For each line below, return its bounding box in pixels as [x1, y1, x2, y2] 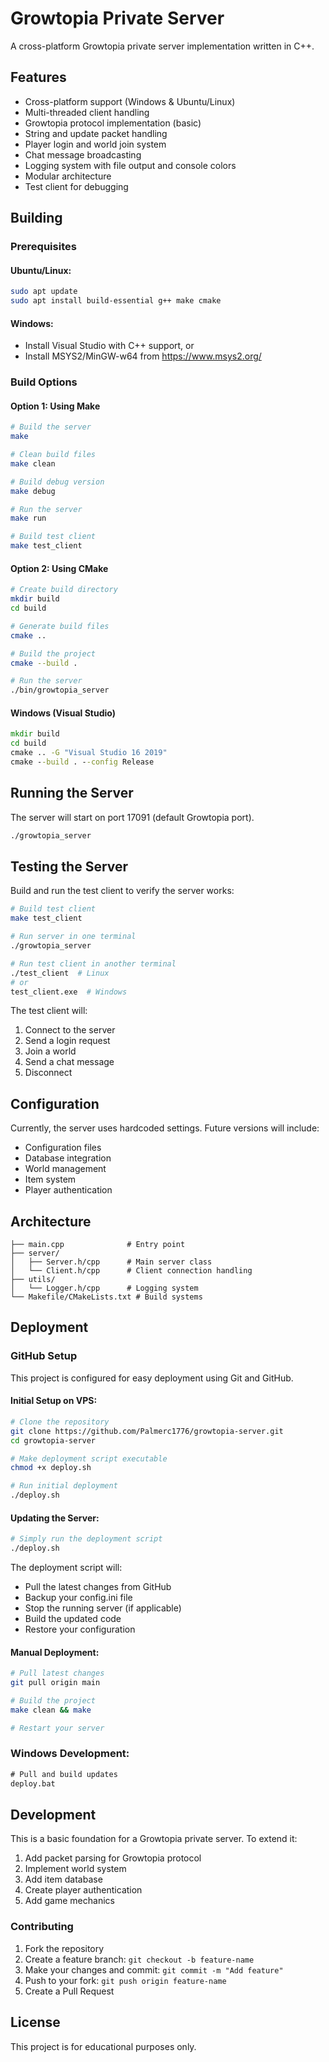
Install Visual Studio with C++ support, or [24, 340, 195, 352]
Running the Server [10, 785, 134, 802]
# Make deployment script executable [10, 1453, 168, 1464]
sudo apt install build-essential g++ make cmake [10, 296, 222, 306]
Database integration [24, 1152, 112, 1164]
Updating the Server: [10, 1512, 100, 1524]
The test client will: [10, 1005, 88, 1017]
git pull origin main [10, 1678, 101, 1688]
